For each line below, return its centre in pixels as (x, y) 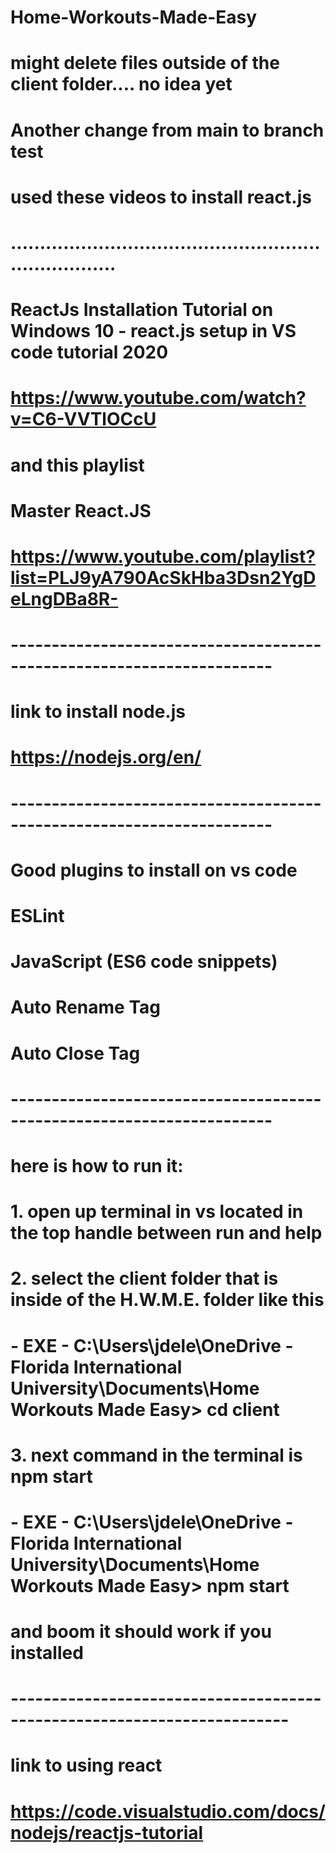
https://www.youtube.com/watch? (158, 398)
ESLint (37, 916)
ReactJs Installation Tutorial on (142, 310)
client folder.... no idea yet (121, 84)
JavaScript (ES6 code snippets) (144, 962)
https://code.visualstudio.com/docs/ (168, 1811)
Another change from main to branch (167, 130)
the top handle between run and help (166, 1233)
